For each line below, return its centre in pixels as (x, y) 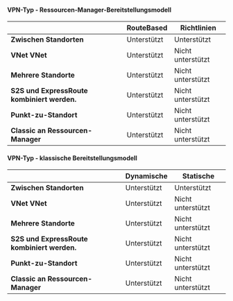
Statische (199, 176)
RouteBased (147, 28)
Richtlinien (198, 28)
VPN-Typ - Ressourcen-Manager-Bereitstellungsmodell (89, 10)
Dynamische (146, 176)
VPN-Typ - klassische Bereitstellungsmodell (72, 158)
